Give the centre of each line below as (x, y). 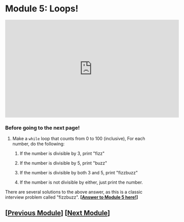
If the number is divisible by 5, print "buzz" (63, 163)
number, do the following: (38, 144)
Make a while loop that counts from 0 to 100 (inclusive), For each (79, 139)
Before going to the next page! (43, 128)
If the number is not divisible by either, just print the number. (81, 182)
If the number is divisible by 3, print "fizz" (62, 153)
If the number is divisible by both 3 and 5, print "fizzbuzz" (79, 173)
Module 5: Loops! (42, 9)
